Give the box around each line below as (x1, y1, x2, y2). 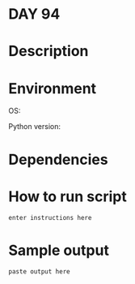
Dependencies (8, 150, 108, 169)
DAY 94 (8, 5, 61, 24)
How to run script (8, 187, 127, 205)
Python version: (8, 122, 61, 131)
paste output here (8, 268, 70, 276)
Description (8, 42, 89, 61)
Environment (8, 79, 97, 97)
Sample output (8, 241, 109, 260)
